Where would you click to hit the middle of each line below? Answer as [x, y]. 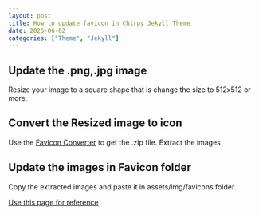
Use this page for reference [53, 202]
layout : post [30, 16]
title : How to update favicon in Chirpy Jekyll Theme [100, 23]
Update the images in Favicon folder [100, 167]
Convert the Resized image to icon [95, 123]
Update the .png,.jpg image [78, 70]
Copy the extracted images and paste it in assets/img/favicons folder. [122, 187]
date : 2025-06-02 [37, 30]
